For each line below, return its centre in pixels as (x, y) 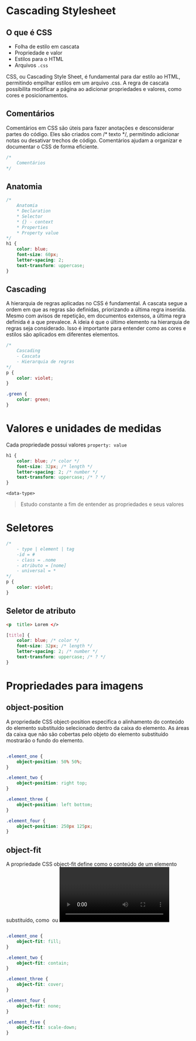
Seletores (30, 528)
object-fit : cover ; (40, 985)
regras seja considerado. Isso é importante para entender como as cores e (96, 328)
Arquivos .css (31, 65)
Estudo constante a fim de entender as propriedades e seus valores (102, 504)
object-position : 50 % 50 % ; (49, 762)
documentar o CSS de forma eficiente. (52, 146)
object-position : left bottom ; (55, 805)
